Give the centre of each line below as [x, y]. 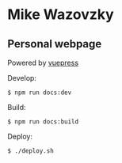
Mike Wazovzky [61, 15]
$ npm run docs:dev [40, 93]
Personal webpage [55, 44]
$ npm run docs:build [43, 122]
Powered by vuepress [43, 63]
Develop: [22, 78]
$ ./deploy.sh [31, 151]
